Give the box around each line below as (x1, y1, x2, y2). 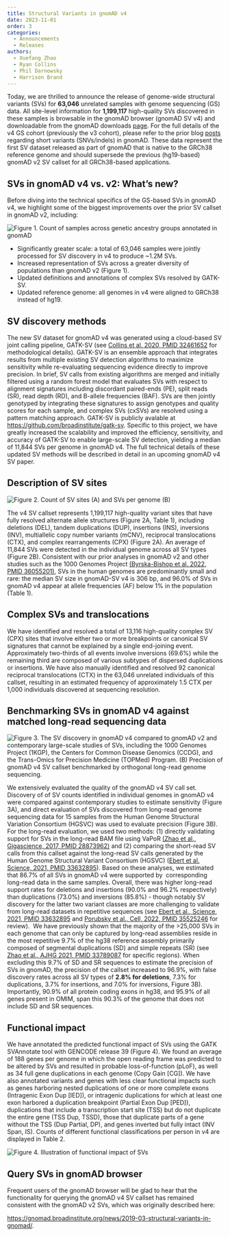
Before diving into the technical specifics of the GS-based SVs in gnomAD (7, 196, 216, 204)
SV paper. (7, 457, 36, 465)
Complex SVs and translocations (7, 609, 149, 620)
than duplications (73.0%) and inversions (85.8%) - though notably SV (7, 893, 205, 901)
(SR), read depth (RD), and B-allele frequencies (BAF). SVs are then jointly (7, 392, 216, 400)
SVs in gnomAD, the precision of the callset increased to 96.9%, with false (7, 966, 217, 974)
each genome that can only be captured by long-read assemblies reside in (7, 930, 218, 938)
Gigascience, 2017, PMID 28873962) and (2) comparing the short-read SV (7, 842, 216, 850)
